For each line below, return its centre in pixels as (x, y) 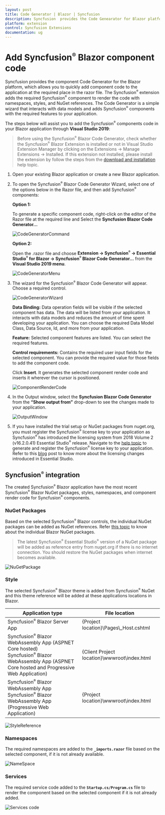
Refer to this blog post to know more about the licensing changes (78, 454)
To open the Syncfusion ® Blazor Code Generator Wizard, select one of (83, 184)
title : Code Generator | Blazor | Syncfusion (52, 14)
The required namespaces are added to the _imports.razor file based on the (82, 749)
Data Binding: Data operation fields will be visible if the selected (77, 307)
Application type (42, 613)
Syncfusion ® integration (42, 474)
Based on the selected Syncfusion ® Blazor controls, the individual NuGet (78, 521)
